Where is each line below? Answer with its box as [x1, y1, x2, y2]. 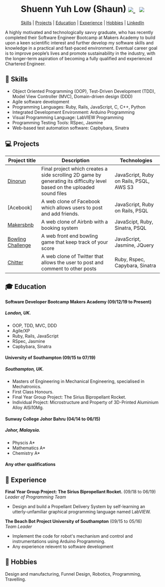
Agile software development [12, 99, 70, 105]
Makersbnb [7, 221, 34, 228]
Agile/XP [12, 328, 30, 333]
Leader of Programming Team [5, 494, 66, 500]
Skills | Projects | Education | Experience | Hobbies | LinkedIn [21, 20, 144, 26]
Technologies [119, 157, 153, 164]
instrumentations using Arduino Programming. [12, 539, 106, 545]
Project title [8, 157, 36, 164]
